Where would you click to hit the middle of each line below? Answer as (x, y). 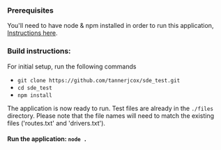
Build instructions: (39, 51)
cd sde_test (35, 88)
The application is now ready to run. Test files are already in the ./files (110, 108)
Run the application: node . (47, 139)
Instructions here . (32, 33)
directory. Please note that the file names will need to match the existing (111, 115)
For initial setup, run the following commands (72, 66)
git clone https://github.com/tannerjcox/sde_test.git (99, 80)
